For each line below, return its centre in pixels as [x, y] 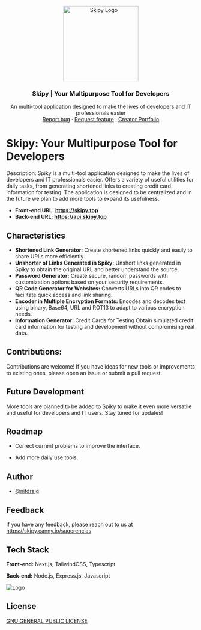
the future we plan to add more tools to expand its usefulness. [83, 199]
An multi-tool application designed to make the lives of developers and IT [101, 107]
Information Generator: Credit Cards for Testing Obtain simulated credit [104, 320]
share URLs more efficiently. [50, 257]
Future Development [45, 392]
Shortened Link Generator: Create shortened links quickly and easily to [104, 250]
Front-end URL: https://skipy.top [56, 210]
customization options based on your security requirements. [89, 282]
